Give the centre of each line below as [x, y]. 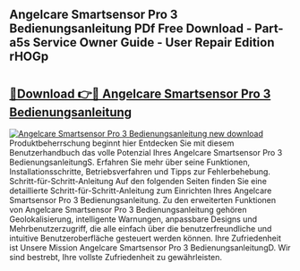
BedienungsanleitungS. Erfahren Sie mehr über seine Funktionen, [130, 162]
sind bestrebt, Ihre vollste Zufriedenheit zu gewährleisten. [116, 257]
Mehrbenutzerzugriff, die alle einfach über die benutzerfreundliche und [141, 229]
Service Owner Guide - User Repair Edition [154, 42]
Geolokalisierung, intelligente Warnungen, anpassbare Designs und [133, 219]
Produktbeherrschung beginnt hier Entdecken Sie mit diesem [122, 143]
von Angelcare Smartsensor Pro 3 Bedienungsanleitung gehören [129, 210]
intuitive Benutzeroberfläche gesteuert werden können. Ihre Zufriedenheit [146, 238]
